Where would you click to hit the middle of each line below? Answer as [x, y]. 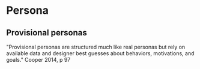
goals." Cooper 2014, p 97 [38, 60]
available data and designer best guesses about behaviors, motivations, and [100, 53]
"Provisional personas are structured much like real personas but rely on [96, 47]
